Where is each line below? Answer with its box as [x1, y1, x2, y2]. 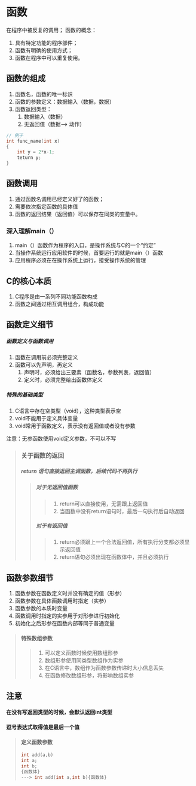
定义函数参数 [20, 738, 53, 745]
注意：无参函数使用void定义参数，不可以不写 [6, 435, 117, 442]
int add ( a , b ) [20, 752, 54, 758]
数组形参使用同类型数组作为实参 [44, 656, 124, 664]
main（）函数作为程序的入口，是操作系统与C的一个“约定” [14, 242, 157, 249]
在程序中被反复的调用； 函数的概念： [6, 26, 97, 34]
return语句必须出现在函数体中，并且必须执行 [59, 553, 169, 561]
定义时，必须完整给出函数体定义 [23, 376, 103, 384]
